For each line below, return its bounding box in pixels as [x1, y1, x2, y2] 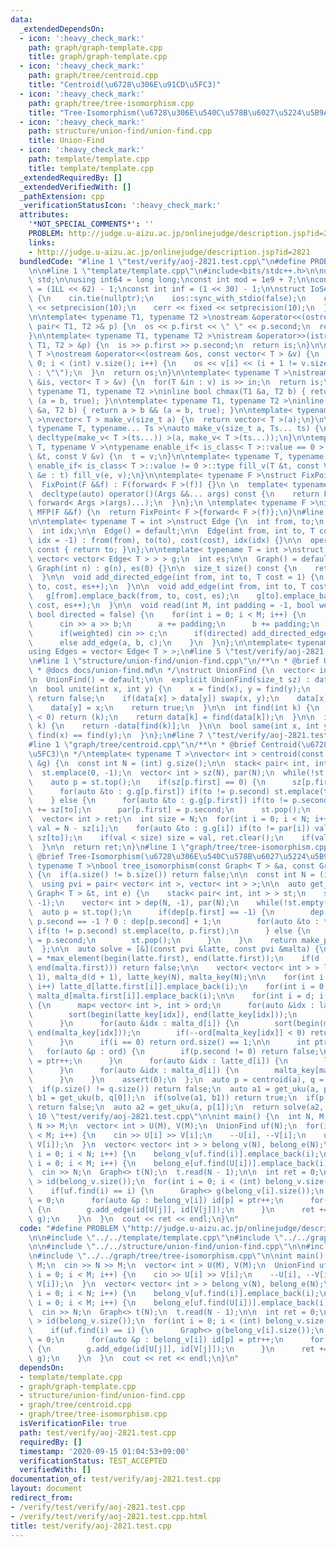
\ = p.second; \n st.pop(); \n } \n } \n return [28, 935, 298, 945]
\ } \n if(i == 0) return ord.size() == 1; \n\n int [28, 1037, 311, 1048]
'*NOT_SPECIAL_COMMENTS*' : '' [28, 219, 155, 230]
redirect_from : [10, 1493, 74, 1503]
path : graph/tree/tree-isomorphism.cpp [28, 98, 195, 108]
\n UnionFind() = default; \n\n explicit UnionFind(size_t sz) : [28, 675, 311, 685]
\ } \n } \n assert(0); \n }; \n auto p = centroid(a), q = [28, 1074, 325, 1085]
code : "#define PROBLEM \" [19, 1223, 132, 1233]
